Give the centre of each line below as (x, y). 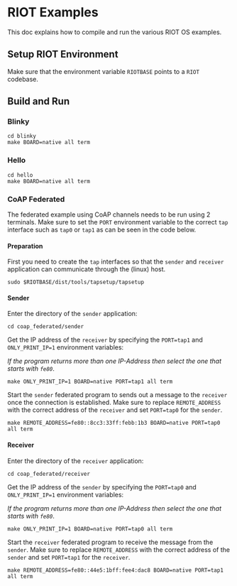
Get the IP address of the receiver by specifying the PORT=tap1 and (105, 340)
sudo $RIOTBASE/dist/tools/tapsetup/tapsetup (76, 282)
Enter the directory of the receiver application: (76, 461)
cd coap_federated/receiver (49, 474)
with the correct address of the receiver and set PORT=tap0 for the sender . (115, 410)
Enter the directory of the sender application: (72, 314)
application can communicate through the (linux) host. (87, 269)
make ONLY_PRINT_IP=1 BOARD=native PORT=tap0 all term (90, 529)
